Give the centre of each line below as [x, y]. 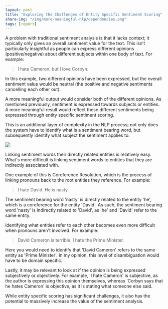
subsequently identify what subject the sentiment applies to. [67, 135]
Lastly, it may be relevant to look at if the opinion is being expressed [75, 270]
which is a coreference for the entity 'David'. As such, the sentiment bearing [84, 205]
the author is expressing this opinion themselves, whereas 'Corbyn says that [84, 281]
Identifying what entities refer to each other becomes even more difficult [80, 225]
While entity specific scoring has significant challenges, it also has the [78, 296]
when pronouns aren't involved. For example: [52, 230]
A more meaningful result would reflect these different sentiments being [79, 110]
